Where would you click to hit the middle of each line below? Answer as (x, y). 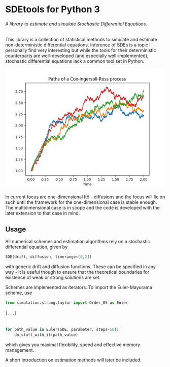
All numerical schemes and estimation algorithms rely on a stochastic (78, 242)
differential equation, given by (36, 247)
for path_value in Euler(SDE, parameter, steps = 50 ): (62, 330)
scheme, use (19, 293)
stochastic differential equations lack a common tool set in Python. (75, 61)
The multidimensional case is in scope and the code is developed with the (82, 208)
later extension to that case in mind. (43, 213)
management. (20, 350)
